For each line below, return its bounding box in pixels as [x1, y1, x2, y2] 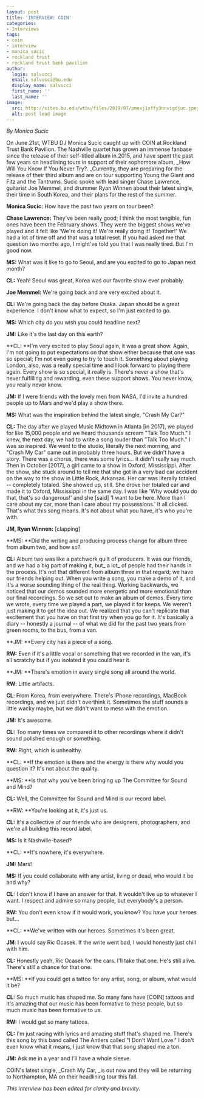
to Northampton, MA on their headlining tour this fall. [6, 1073, 138, 1080]
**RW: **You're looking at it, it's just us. [6, 807, 108, 814]
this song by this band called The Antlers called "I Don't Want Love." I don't [6, 1037, 194, 1044]
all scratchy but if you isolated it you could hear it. [6, 657, 131, 664]
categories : [6, 20, 36, 26]
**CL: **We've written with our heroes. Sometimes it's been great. [6, 927, 175, 934]
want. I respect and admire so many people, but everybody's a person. [6, 897, 183, 904]
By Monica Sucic [6, 127, 49, 135]
